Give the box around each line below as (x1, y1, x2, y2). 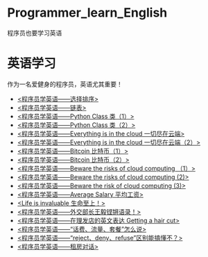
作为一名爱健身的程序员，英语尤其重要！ (7, 80, 123, 88)
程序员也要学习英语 (7, 28, 62, 37)
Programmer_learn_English (7, 5, 168, 21)
